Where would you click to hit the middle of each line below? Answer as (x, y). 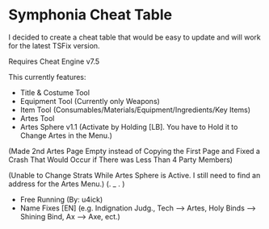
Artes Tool (37, 118)
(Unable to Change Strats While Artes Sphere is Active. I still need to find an (134, 175)
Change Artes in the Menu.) (66, 135)
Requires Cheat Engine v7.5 (54, 61)
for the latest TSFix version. (54, 45)
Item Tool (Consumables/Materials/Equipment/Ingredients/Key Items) (135, 110)
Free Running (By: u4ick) (61, 199)
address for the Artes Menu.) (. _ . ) (67, 184)
